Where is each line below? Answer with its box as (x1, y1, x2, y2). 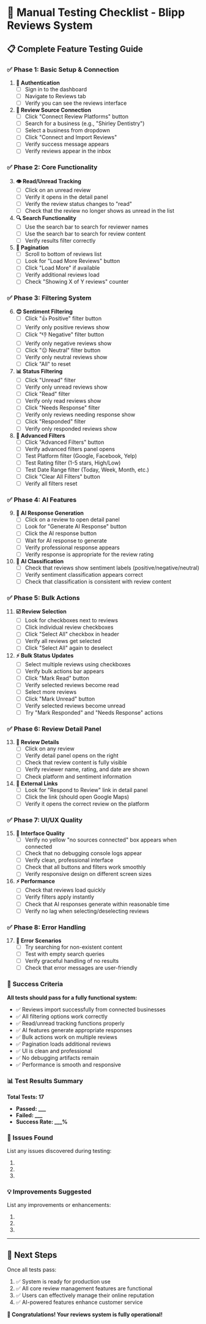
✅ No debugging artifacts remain (15, 1054, 100, 1061)
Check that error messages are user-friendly (24, 964, 138, 972)
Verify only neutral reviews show (24, 353, 108, 360)
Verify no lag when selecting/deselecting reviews (24, 907, 149, 915)
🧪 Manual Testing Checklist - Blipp (7, 6, 185, 20)
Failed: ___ (15, 1111, 43, 1119)
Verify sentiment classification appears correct (24, 571, 143, 578)
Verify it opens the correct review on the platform (24, 800, 149, 807)
